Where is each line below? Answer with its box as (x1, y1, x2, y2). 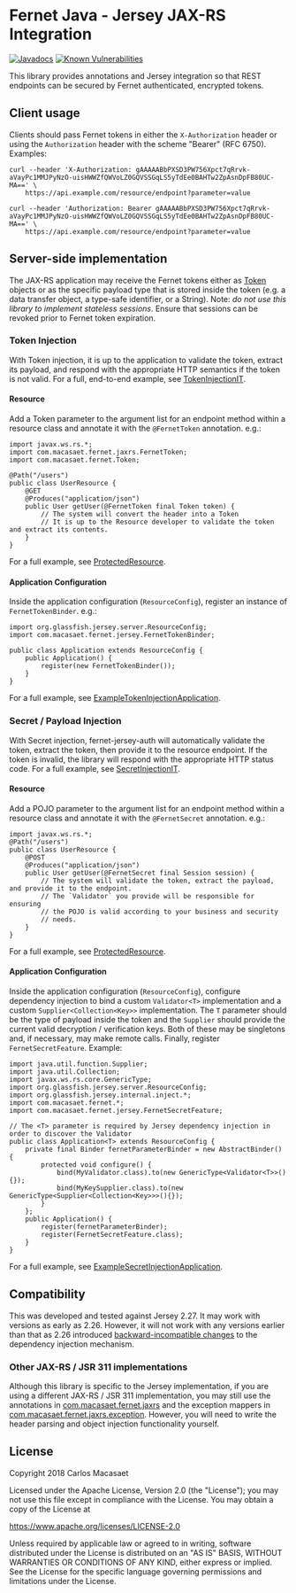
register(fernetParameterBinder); (41, 1222, 168, 1232)
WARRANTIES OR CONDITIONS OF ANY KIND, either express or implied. (9, 1557, 272, 1567)
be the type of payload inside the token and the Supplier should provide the (9, 1014, 285, 1024)
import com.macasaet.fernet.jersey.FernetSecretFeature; (9, 1106, 224, 1115)
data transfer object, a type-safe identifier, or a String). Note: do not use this (9, 293, 287, 304)
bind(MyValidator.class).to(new (56, 1168, 176, 1177)
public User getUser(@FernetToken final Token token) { (25, 502, 236, 511)
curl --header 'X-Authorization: (9, 165, 133, 174)
